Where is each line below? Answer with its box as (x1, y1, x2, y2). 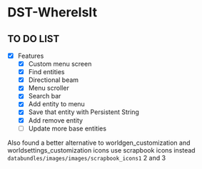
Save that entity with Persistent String (28, 108, 139, 116)
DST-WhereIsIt (7, 4, 98, 21)
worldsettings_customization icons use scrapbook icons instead (7, 145, 196, 154)
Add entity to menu (28, 100, 86, 108)
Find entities (28, 68, 65, 76)
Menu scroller (28, 83, 69, 93)
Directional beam (28, 76, 79, 84)
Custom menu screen (28, 60, 92, 68)
